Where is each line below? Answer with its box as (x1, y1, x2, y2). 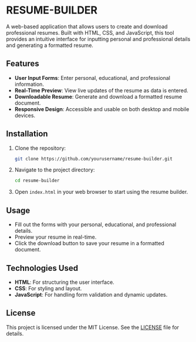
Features (6, 59, 39, 69)
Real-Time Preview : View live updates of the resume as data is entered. (14, 86, 189, 94)
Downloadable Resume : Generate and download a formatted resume (14, 93, 183, 100)
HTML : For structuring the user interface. (14, 279, 114, 286)
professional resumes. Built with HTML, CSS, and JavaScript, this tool (6, 29, 174, 36)
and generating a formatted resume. (6, 42, 94, 49)
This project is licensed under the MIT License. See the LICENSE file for (6, 324, 180, 331)
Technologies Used (6, 263, 78, 273)
